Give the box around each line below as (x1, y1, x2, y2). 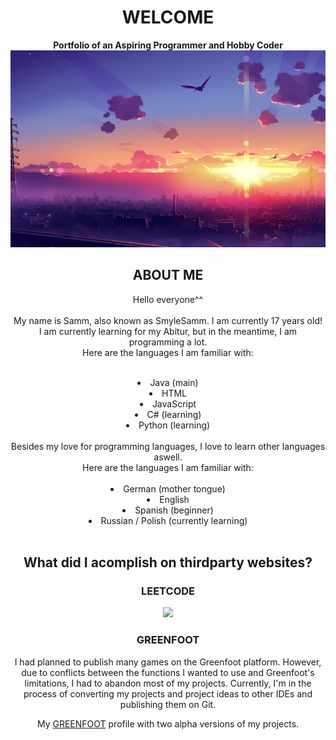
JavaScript (151, 397, 197, 410)
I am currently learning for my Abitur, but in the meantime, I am (38, 325, 298, 337)
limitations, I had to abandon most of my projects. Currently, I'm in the (24, 677, 312, 689)
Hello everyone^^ (132, 293, 204, 305)
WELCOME (121, 6, 215, 29)
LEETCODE (141, 584, 195, 598)
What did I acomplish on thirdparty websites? (23, 554, 313, 571)
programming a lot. (128, 336, 208, 348)
